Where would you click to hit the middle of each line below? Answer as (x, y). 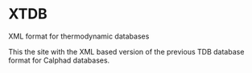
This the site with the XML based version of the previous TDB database (126, 51)
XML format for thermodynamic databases (79, 36)
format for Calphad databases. (59, 60)
